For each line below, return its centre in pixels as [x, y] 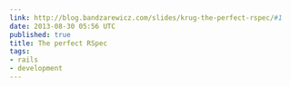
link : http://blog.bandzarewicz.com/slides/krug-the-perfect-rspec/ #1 [146, 18]
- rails [24, 60]
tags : [20, 52]
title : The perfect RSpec [58, 43]
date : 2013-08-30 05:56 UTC [63, 26]
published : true [40, 34]
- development [36, 69]
